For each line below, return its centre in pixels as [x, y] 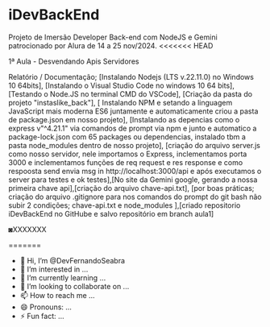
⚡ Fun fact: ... [42, 316]
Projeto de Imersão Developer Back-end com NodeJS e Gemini [113, 37]
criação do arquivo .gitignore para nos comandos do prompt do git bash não [135, 197]
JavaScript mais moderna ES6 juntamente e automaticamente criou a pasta [133, 111]
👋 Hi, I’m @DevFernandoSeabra [73, 260]
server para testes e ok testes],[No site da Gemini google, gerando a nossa [133, 180]
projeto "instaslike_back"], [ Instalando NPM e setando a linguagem [120, 102]
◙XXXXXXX [27, 229]
